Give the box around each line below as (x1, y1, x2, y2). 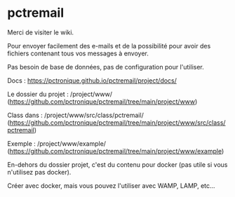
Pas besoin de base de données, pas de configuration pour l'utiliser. (7, 62, 205, 71)
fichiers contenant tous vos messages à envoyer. (7, 49, 149, 57)
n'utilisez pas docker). (7, 168, 72, 176)
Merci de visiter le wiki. (7, 28, 74, 36)
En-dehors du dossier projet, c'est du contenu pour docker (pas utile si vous (7, 160, 228, 169)
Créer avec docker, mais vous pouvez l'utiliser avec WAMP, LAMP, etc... (7, 181, 215, 190)
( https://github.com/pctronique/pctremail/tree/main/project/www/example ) (7, 147, 224, 155)
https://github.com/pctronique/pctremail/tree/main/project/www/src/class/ (9, 118, 226, 127)
